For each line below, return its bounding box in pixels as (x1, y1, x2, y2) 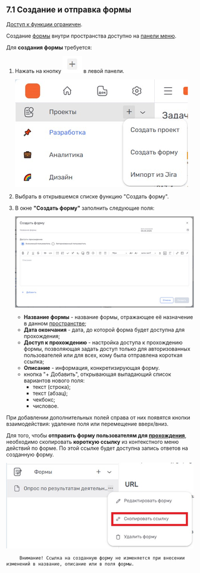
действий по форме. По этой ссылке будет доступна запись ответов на (6, 445, 189, 452)
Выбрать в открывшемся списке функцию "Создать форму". (14, 192, 169, 200)
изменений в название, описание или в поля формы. (6, 561, 135, 567)
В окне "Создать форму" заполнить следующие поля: (14, 204, 155, 212)
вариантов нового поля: (23, 377, 85, 384)
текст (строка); (32, 384, 71, 391)
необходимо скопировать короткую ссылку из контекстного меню (6, 439, 179, 446)
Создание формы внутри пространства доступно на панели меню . (6, 32, 177, 39)
